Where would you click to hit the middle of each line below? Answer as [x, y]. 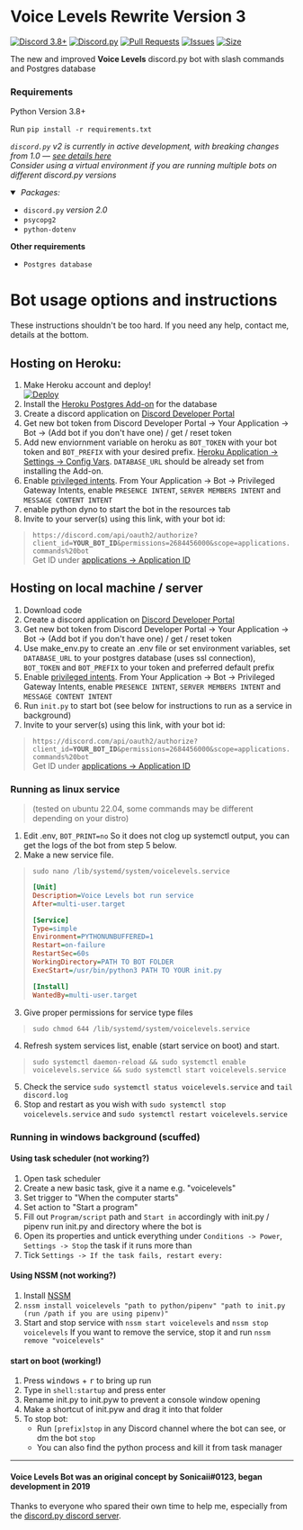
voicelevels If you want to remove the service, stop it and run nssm [147, 1332]
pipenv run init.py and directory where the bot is [112, 1226]
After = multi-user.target [79, 904]
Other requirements [48, 247]
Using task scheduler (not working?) [80, 1158]
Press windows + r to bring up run [87, 1381]
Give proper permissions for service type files [108, 1012]
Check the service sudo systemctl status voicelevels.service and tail [158, 1086]
